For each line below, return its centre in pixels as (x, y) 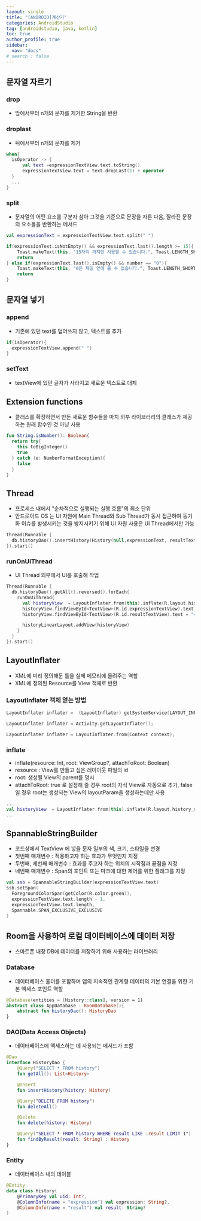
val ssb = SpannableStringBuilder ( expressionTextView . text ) (83, 883)
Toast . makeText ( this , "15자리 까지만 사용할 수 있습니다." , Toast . (95, 252)
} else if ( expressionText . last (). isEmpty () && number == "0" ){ (87, 263)
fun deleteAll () (37, 1107)
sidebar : (17, 45)
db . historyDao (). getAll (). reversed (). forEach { (71, 592)
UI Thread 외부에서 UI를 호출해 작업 (57, 575)
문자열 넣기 (25, 300)
